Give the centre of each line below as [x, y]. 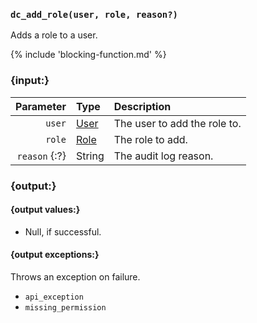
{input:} [30, 81]
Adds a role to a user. [54, 35]
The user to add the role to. [177, 123]
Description [142, 106]
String [90, 156]
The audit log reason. [163, 156]
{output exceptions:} [55, 255]
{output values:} [45, 210]
